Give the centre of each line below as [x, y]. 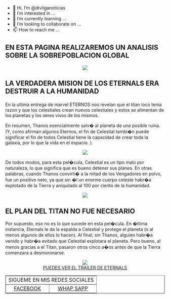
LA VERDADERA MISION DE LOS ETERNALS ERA [82, 84]
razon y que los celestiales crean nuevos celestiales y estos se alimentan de [85, 110]
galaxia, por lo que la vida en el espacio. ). [49, 143]
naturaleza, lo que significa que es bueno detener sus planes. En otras [79, 168]
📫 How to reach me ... [36, 30]
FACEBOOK [28, 288]
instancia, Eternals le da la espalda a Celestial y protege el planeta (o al [79, 229]
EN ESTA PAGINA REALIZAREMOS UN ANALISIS [82, 47]
